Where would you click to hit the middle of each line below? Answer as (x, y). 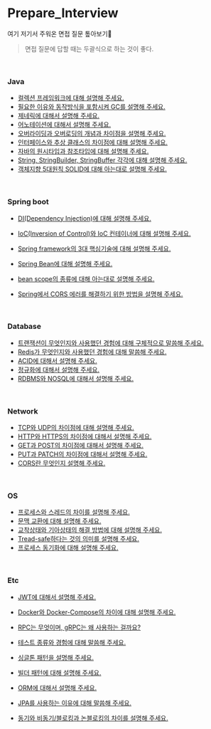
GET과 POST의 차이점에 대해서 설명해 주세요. (81, 446)
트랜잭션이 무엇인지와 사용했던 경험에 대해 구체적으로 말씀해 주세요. (110, 342)
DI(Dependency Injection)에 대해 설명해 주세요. (84, 218)
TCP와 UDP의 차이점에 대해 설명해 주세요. (76, 428)
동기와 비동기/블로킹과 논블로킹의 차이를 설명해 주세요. (93, 718)
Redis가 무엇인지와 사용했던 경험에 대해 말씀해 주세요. (92, 352)
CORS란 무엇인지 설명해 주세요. (61, 463)
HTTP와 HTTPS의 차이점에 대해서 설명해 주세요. (85, 436)
